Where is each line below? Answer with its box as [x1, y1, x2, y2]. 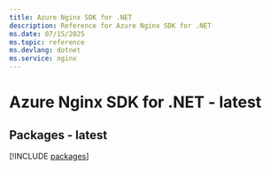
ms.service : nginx [9, 54, 77, 63]
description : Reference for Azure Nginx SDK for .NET [9, 21, 212, 30]
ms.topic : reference [9, 37, 86, 47]
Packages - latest [9, 127, 108, 143]
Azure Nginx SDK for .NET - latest [9, 92, 262, 112]
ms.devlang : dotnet [9, 46, 81, 55]
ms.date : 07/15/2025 [9, 29, 86, 38]
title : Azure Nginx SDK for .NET [9, 12, 133, 22]
